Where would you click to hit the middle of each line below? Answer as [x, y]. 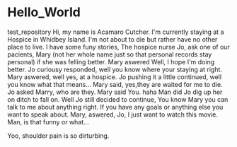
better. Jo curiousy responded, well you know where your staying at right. [115, 69]
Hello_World [44, 12]
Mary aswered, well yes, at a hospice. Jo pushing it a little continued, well [114, 77]
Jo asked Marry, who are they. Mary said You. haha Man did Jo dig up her [115, 92]
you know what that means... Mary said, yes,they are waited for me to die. [115, 84]
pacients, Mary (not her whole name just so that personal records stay [110, 54]
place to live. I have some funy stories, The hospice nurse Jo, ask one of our [118, 47]
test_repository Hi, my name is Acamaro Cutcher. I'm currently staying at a [116, 32]
